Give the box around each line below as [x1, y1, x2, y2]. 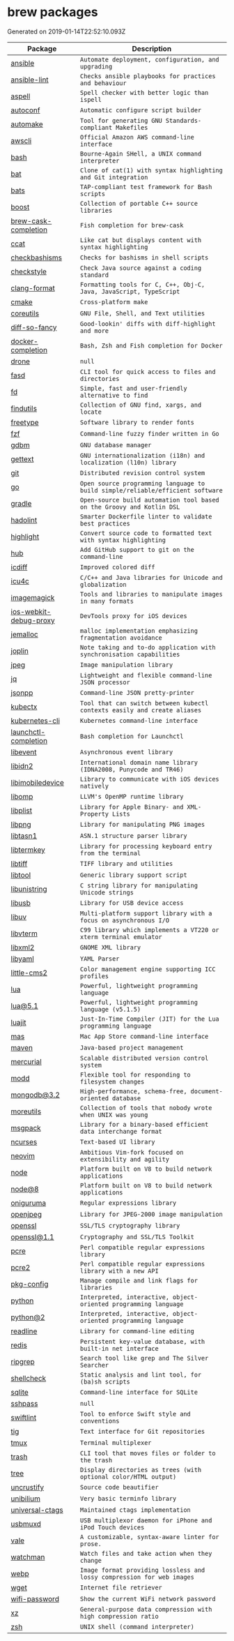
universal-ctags [10, 1505, 64, 1515]
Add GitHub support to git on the [79, 546, 195, 553]
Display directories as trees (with [79, 1466, 202, 1474]
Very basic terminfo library [79, 1494, 177, 1502]
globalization [79, 580, 127, 588]
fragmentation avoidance [79, 634, 162, 642]
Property [79, 810, 109, 818]
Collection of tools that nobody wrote [79, 1104, 212, 1111]
